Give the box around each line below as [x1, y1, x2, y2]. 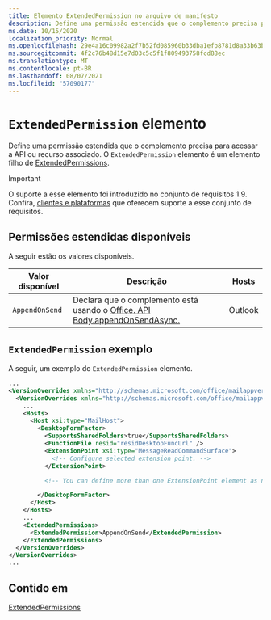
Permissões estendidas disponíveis [8, 230, 191, 243]
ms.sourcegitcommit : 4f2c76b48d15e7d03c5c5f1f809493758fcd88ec [8, 49, 226, 57]
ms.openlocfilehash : [8, 42, 78, 50]
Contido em [8, 581, 69, 595]
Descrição [126, 276, 167, 287]
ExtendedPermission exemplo [8, 342, 153, 356]
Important [8, 174, 41, 183]
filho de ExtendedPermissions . [8, 158, 110, 168]
